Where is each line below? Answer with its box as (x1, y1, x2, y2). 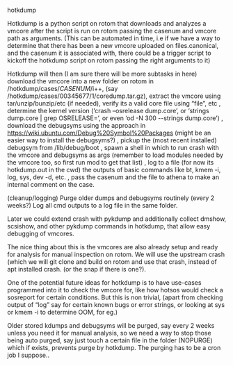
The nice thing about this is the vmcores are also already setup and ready (7, 243, 218, 251)
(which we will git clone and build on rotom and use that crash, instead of (7, 258, 217, 266)
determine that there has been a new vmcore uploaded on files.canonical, (7, 42, 219, 49)
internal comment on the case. (7, 181, 95, 188)
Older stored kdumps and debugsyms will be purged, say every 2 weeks (7, 322, 215, 329)
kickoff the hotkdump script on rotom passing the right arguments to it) (7, 56, 211, 65)
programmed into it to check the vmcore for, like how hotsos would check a (7, 286, 224, 294)
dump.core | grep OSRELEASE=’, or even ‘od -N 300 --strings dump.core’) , (7, 114, 224, 122)
